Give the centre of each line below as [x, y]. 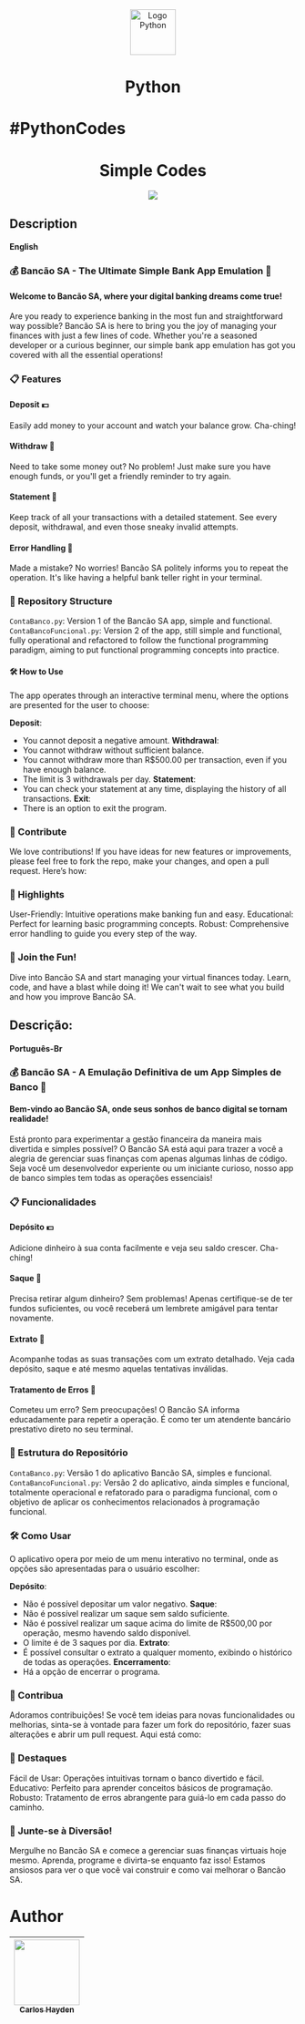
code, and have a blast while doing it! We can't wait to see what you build [147, 987]
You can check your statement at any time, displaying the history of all [154, 788]
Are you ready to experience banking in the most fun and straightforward [147, 316]
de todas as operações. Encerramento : [97, 1661]
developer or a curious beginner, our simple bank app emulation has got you [152, 345]
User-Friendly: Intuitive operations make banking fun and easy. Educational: [152, 914]
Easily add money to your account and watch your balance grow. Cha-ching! [153, 425]
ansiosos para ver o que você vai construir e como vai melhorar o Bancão [148, 1870]
